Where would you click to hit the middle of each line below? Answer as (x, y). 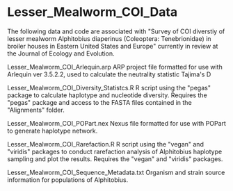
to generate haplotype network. (53, 131)
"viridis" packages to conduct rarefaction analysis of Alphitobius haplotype (115, 151)
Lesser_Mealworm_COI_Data (93, 12)
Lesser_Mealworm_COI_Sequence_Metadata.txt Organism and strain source (116, 172)
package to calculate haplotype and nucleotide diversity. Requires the (107, 95)
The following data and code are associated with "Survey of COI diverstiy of (116, 31)
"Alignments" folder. (36, 110)
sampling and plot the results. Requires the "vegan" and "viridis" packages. (115, 159)
